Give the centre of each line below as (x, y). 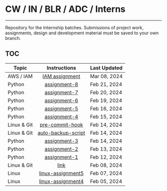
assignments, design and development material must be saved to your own (82, 33)
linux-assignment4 (61, 181)
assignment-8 (61, 84)
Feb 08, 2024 (106, 165)
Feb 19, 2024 (106, 100)
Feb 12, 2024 (106, 157)
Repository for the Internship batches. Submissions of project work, (74, 27)
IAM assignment (61, 76)
